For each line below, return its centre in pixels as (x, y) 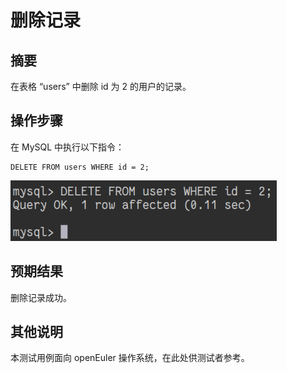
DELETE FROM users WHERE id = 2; (80, 167)
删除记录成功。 (41, 297)
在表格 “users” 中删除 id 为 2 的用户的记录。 (101, 86)
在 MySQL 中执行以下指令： (67, 147)
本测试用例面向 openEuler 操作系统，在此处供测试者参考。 (130, 358)
